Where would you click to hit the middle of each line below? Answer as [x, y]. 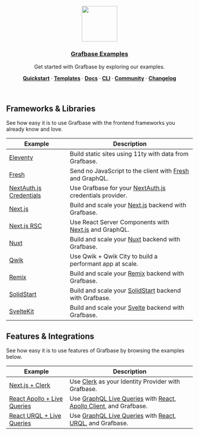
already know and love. [35, 129]
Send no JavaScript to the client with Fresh [130, 171]
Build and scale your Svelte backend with [127, 308]
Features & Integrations [50, 336]
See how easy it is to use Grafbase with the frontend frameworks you [91, 123]
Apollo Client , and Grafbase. [109, 406]
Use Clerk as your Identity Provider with [125, 382]
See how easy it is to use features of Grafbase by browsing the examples [95, 350]
